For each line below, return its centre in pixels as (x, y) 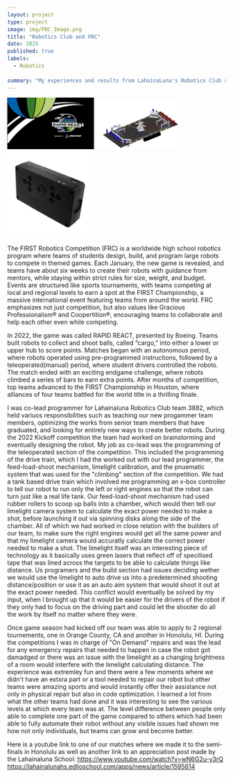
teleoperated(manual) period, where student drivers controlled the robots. (113, 365)
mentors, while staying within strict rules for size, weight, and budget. (106, 277)
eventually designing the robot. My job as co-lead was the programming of (114, 445)
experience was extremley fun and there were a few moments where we (110, 672)
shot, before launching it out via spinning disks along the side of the (104, 518)
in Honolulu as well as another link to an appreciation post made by (120, 751)
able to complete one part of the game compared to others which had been (115, 716)
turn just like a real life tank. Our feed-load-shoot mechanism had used (108, 496)
